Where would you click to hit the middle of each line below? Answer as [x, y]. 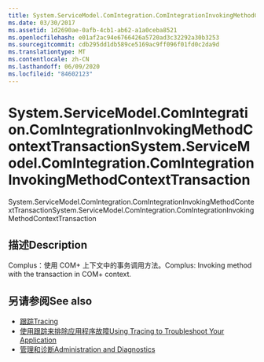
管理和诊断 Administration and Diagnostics [87, 349]
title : [19, 15]
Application [38, 340]
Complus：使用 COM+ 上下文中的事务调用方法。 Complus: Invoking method [130, 265]
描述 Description [48, 245]
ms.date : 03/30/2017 [42, 23]
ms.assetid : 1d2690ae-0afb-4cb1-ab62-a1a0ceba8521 [93, 30]
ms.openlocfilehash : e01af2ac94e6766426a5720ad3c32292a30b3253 [114, 37]
